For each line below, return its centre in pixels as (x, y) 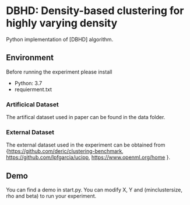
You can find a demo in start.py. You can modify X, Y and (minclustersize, (94, 190)
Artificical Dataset (33, 105)
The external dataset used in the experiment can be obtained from (86, 145)
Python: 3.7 (28, 83)
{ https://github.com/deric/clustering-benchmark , (65, 151)
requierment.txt (33, 89)
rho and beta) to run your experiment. (51, 196)
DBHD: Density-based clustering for (95, 11)
